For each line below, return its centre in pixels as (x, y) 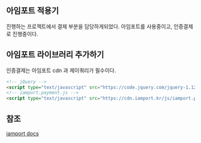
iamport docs (22, 133)
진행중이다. (25, 34)
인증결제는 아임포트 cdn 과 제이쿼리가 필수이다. (61, 70)
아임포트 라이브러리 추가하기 (55, 55)
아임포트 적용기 (33, 11)
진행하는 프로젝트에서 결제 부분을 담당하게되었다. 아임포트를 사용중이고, (89, 26)
